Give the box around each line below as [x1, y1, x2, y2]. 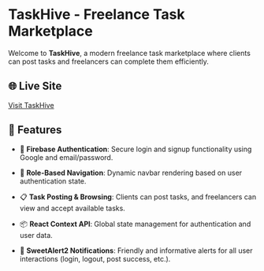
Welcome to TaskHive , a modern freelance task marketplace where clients [8, 48, 251, 58]
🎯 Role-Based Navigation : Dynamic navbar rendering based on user [19, 168, 243, 177]
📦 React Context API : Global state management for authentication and [19, 219, 251, 228]
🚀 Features [8, 124, 62, 137]
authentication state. [19, 176, 87, 186]
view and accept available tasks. [19, 203, 126, 213]
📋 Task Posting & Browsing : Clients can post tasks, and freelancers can [19, 191, 257, 202]
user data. [19, 230, 53, 239]
